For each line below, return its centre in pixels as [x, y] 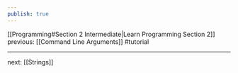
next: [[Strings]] [30, 62]
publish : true [28, 14]
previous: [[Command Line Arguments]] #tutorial [78, 41]
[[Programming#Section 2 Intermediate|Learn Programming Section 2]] [111, 34]
